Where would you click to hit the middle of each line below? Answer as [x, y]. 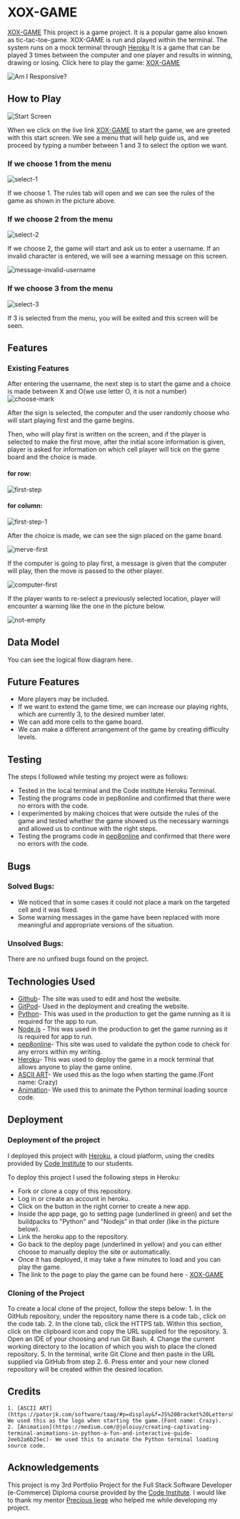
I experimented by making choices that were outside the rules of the [118, 813]
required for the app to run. [57, 1021]
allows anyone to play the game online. [75, 1067]
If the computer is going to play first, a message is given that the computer [117, 563]
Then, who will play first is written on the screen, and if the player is [107, 434]
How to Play [35, 99]
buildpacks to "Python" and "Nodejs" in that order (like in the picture [119, 1221]
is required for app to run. [55, 1036]
